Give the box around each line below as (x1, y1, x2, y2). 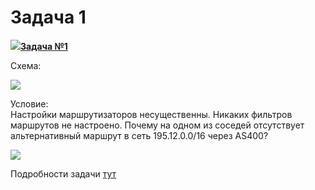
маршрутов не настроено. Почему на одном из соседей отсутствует (10, 119, 305, 131)
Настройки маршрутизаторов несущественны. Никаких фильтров (10, 108, 293, 120)
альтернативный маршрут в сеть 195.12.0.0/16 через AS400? (10, 129, 269, 141)
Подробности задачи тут (10, 167, 117, 180)
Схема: (10, 59, 42, 71)
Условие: (10, 97, 49, 110)
